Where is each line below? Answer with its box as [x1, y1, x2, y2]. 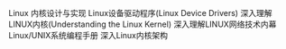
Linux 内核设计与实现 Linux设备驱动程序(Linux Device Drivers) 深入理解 [8, 8, 272, 18]
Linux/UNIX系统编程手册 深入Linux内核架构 [8, 30, 169, 40]
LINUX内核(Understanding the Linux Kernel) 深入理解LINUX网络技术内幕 [8, 19, 277, 29]
